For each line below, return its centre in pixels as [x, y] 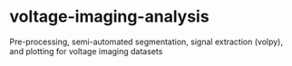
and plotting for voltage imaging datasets [86, 51]
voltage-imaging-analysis [110, 17]
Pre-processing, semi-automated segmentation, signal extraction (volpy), [146, 42]
